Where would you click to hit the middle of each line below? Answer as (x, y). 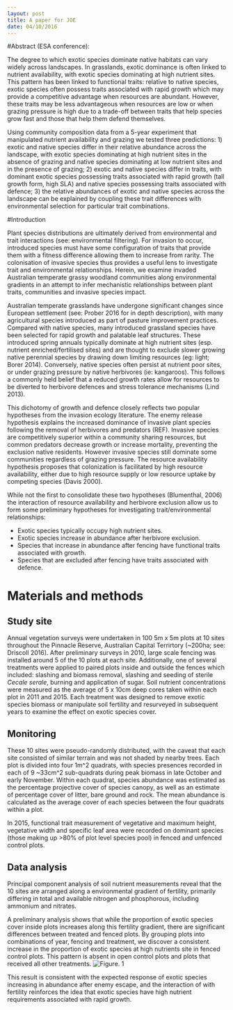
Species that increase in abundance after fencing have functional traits (119, 546)
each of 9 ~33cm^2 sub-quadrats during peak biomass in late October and (114, 773)
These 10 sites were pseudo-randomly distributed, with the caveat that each (116, 751)
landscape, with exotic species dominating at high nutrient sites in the (107, 154)
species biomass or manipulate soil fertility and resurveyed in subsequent (113, 704)
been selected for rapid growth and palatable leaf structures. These (104, 335)
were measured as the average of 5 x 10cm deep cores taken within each (112, 690)
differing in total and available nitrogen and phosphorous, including (103, 898)
